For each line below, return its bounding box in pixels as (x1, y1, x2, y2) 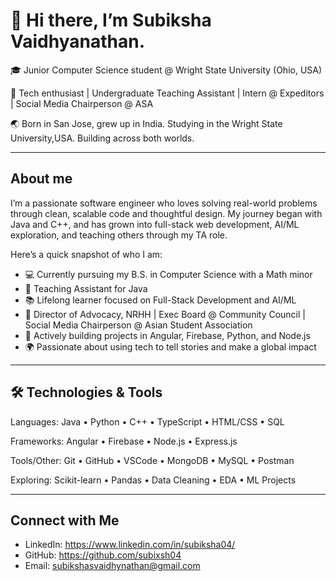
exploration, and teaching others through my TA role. (10, 229, 228, 241)
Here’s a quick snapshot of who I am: (10, 248, 163, 260)
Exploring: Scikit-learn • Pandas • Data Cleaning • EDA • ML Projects (10, 474, 297, 486)
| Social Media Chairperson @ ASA (10, 97, 154, 109)
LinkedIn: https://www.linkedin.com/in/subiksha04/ (24, 539, 236, 551)
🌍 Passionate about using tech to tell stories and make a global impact (24, 340, 317, 353)
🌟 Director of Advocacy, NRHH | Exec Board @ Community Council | (24, 308, 306, 320)
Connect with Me (10, 512, 120, 529)
